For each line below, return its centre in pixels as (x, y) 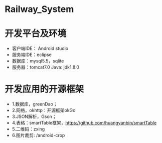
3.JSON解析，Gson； (34, 116)
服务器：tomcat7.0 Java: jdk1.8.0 (46, 67)
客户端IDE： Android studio (40, 48)
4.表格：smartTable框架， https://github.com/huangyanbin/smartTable (84, 123)
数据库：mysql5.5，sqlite (38, 61)
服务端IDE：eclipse (32, 55)
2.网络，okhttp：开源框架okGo (44, 110)
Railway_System (39, 9)
